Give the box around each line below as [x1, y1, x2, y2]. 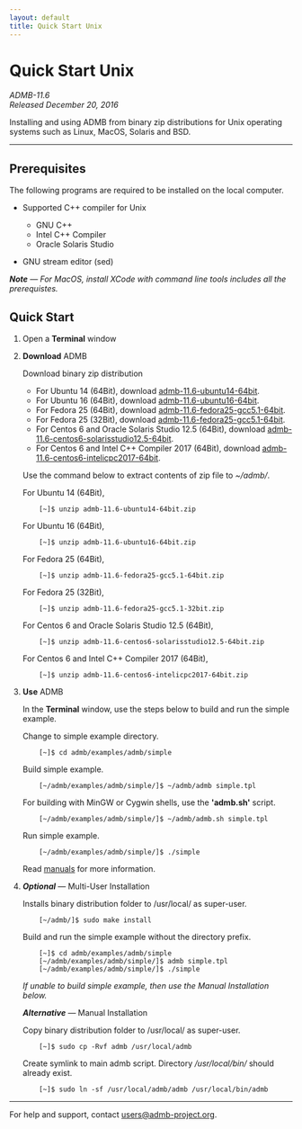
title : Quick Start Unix [9, 22, 102, 31]
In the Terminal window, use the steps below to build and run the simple [22, 703, 290, 715]
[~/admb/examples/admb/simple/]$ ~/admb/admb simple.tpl [39, 782, 257, 791]
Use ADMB [22, 686, 64, 697]
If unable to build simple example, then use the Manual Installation [22, 981, 270, 991]
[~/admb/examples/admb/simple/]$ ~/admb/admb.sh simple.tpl [39, 815, 269, 824]
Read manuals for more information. [22, 864, 155, 874]
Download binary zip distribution [22, 368, 144, 379]
